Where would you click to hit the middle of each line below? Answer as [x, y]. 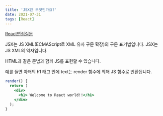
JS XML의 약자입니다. [27, 51]
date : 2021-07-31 [23, 14]
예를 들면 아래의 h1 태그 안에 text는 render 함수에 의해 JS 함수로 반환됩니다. [79, 72]
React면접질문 [19, 34]
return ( [19, 86]
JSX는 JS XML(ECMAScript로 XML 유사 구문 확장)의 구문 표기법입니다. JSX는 [81, 44]
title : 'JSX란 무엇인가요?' [31, 10]
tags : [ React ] [20, 19]
